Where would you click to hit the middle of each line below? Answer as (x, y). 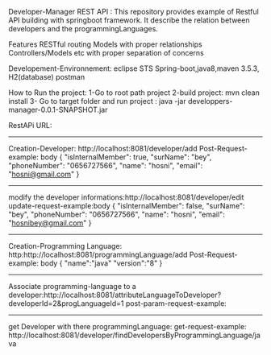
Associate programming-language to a (73, 286)
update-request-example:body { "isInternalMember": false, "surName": (127, 206)
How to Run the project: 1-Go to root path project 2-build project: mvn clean (134, 93)
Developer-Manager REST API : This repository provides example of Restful (134, 12)
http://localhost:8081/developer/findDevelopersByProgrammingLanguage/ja (134, 335)
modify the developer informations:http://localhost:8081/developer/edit (126, 197)
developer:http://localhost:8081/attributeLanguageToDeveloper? (115, 295)
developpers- (211, 101)
